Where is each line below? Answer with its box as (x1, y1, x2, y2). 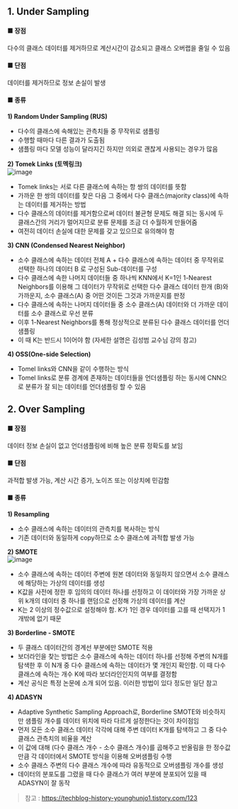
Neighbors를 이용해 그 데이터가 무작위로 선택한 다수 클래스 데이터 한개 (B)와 (17, 282, 229, 291)
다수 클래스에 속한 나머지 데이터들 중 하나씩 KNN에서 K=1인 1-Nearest (17, 274, 212, 282)
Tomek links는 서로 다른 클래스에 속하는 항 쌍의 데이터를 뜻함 (17, 183, 187, 191)
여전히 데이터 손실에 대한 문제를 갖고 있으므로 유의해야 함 (17, 227, 175, 235)
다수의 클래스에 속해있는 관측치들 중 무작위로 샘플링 (17, 127, 160, 135)
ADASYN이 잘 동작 (17, 778, 71, 787)
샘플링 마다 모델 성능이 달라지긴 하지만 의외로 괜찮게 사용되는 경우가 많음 (17, 145, 218, 153)
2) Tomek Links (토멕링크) (7, 160, 83, 168)
